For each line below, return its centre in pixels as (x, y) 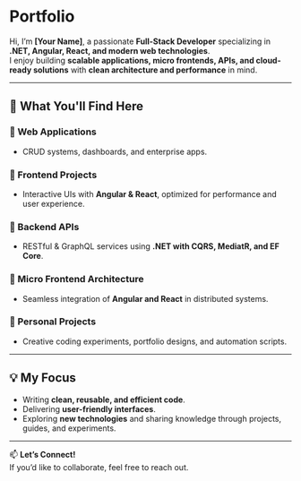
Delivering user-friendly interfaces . (89, 408)
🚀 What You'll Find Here (76, 106)
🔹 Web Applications (53, 132)
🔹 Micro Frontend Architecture (77, 279)
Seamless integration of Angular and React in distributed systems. (145, 298)
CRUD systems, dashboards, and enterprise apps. (115, 151)
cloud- (268, 60)
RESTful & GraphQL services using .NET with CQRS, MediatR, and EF (150, 246)
